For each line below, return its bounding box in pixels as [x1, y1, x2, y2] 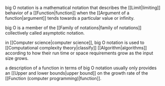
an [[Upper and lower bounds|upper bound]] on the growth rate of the [5, 70, 148, 76]
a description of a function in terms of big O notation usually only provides [5, 65, 157, 71]
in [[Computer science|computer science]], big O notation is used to [5, 40, 145, 45]
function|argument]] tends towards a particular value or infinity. [5, 15, 135, 21]
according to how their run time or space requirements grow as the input [5, 50, 154, 56]
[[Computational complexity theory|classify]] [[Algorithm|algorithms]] [5, 45, 147, 50]
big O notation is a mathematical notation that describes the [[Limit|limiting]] [5, 5, 161, 10]
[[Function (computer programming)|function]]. [5, 76, 102, 81]
